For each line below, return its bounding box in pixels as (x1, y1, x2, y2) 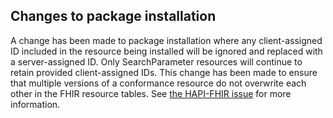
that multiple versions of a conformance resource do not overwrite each (10, 77, 307, 89)
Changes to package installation (10, 8, 217, 25)
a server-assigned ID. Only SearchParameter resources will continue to (10, 55, 303, 68)
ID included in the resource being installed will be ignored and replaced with (10, 45, 323, 57)
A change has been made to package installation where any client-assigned (10, 34, 323, 46)
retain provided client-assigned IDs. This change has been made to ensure (10, 66, 318, 78)
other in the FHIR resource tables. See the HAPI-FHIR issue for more (10, 87, 292, 99)
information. (10, 98, 61, 110)
